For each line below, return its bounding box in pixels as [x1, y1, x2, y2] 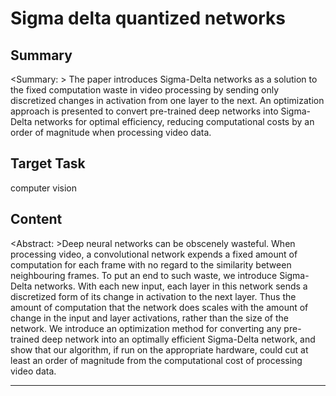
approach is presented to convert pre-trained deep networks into [10, 105, 279, 117]
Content [10, 211, 63, 228]
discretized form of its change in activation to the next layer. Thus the [10, 290, 297, 302]
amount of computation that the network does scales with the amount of [10, 301, 309, 313]
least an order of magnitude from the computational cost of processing [10, 354, 303, 366]
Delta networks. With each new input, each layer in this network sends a [10, 280, 308, 292]
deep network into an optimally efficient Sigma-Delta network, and [41, 333, 316, 345]
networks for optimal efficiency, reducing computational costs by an [34, 116, 315, 127]
